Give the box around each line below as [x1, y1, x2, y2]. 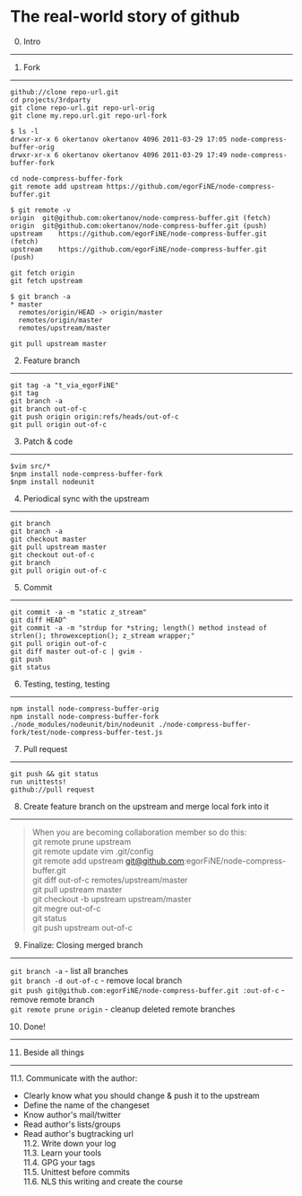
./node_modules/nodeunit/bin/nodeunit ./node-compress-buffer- [10, 720, 252, 729]
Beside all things [22, 1047, 84, 1058]
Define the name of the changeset [22, 1099, 151, 1111]
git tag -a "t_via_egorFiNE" [10, 380, 119, 390]
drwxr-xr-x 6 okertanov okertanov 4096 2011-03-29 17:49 [10, 150, 228, 159]
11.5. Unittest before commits [22, 1166, 131, 1177]
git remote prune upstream [31, 836, 132, 846]
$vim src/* [10, 461, 51, 471]
